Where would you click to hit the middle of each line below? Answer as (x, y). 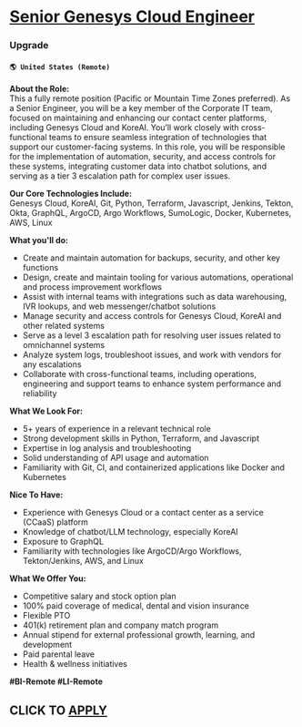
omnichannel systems (64, 345)
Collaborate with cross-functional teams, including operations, (140, 374)
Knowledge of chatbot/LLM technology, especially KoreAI (130, 532)
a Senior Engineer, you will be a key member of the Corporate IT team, (141, 108)
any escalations (52, 364)
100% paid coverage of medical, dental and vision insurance (136, 606)
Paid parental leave (59, 654)
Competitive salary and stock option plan (99, 596)
